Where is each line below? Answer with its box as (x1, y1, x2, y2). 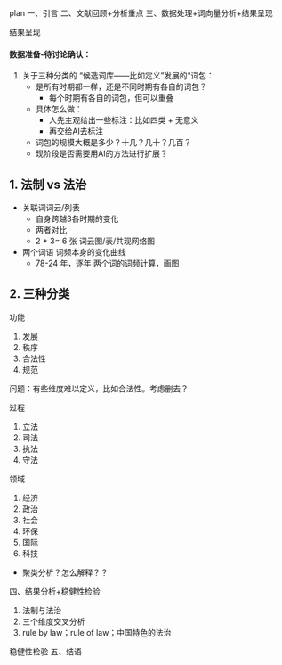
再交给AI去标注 (48, 126, 104, 136)
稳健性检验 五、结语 (9, 645, 82, 657)
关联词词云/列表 (21, 202, 80, 213)
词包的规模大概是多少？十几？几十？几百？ (35, 137, 192, 148)
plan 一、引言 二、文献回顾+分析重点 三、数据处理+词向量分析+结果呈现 (9, 8, 273, 18)
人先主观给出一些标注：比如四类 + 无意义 (48, 115, 199, 126)
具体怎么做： (35, 103, 83, 114)
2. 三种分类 (9, 286, 70, 301)
